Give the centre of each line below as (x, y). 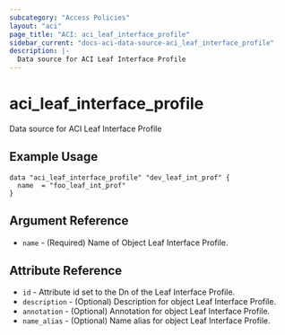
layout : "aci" (36, 26)
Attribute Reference (66, 270)
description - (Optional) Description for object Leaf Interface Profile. (149, 302)
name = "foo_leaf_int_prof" (72, 185)
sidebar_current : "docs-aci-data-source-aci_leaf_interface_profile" (142, 43)
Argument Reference (69, 221)
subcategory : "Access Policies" (69, 18)
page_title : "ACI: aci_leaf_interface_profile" (100, 34)
